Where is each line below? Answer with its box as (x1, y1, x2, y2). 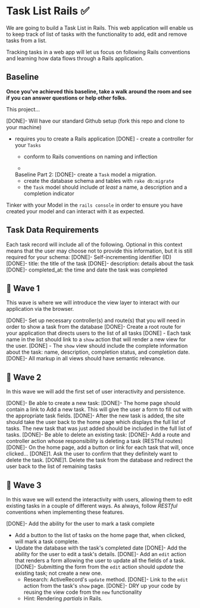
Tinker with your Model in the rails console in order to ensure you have (6, 201, 183, 208)
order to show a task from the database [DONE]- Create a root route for (6, 323, 182, 330)
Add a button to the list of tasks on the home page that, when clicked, (14, 532, 186, 538)
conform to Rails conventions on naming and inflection (23, 153, 158, 160)
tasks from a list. (6, 37, 47, 44)
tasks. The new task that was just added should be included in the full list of (6, 425, 192, 432)
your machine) (6, 123, 42, 130)
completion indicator (23, 189, 74, 197)
